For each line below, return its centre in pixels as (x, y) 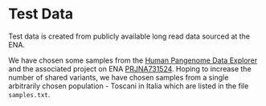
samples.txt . (29, 94)
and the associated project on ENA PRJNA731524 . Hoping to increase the (130, 68)
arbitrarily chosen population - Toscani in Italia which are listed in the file (129, 86)
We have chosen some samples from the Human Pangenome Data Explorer (133, 60)
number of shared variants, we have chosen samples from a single (119, 77)
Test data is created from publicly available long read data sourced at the (129, 36)
